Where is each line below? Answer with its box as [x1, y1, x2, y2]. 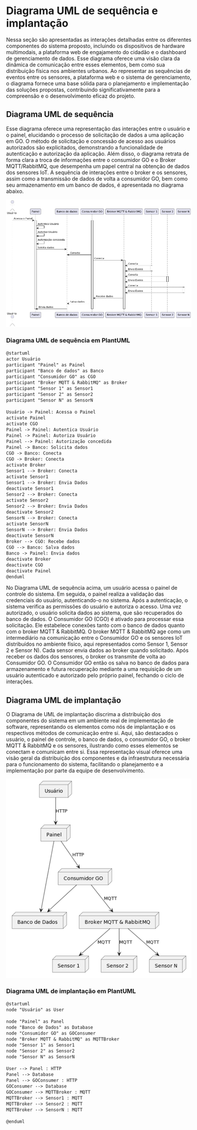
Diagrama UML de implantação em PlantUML [6, 987, 136, 995]
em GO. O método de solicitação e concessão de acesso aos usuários [6, 137, 176, 145]
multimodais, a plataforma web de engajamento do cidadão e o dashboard [6, 48, 186, 55]
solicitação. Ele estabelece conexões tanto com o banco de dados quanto [6, 622, 185, 629]
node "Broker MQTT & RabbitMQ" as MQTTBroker [6, 1036, 119, 1042]
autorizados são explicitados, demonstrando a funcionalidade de [6, 144, 163, 151]
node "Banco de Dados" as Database [6, 1024, 94, 1031]
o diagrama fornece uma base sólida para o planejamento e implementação [6, 79, 189, 87]
